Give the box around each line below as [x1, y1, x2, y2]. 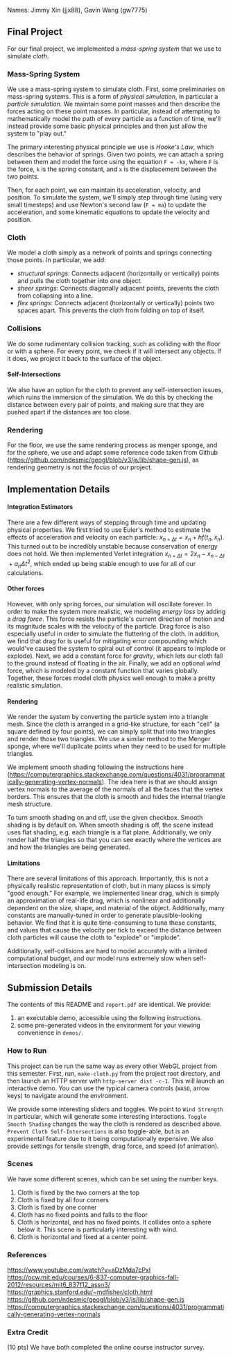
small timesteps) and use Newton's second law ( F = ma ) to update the [7, 201, 207, 209]
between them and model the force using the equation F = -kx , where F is [7, 158, 218, 166]
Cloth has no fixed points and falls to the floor [17, 1210, 148, 1219]
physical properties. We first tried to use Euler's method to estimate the [7, 525, 212, 534]
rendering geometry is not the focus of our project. [7, 463, 153, 471]
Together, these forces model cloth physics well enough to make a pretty [7, 674, 216, 682]
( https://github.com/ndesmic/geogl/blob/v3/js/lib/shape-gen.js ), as [7, 455, 199, 464]
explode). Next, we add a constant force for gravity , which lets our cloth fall [7, 652, 223, 660]
